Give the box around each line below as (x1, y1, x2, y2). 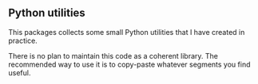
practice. (8, 36, 38, 45)
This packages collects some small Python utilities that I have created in (8, 27, 245, 36)
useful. (8, 67, 31, 78)
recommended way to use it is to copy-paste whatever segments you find (8, 59, 251, 69)
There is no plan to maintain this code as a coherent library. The (8, 51, 218, 60)
